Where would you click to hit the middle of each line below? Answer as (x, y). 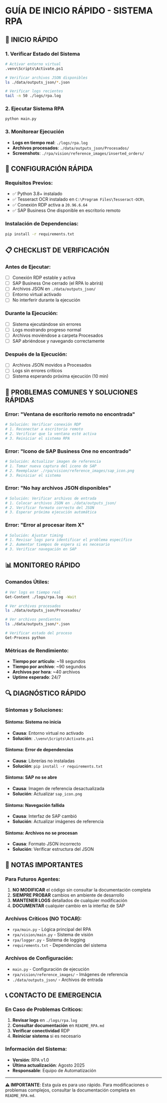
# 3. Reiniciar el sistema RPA (38, 438)
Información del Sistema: (36, 1049)
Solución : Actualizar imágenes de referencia (58, 821)
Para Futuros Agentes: (33, 879)
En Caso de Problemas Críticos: (44, 1009)
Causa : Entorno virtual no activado (48, 733)
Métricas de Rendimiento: (37, 650)
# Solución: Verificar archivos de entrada (51, 498)
